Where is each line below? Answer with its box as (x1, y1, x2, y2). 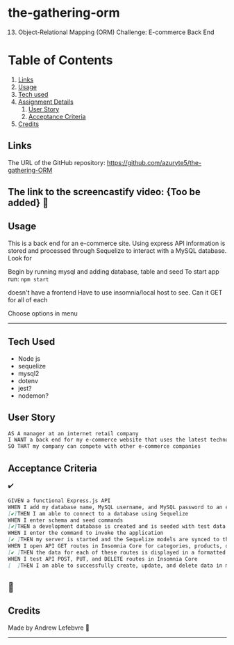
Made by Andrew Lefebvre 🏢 (8, 623, 90, 632)
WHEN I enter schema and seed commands (8, 517, 124, 524)
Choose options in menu (8, 309, 78, 318)
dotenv (17, 376, 39, 384)
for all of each (8, 295, 48, 304)
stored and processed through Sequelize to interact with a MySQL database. (8, 246, 227, 255)
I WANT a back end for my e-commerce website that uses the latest (8, 437, 208, 444)
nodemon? (17, 391, 49, 400)
